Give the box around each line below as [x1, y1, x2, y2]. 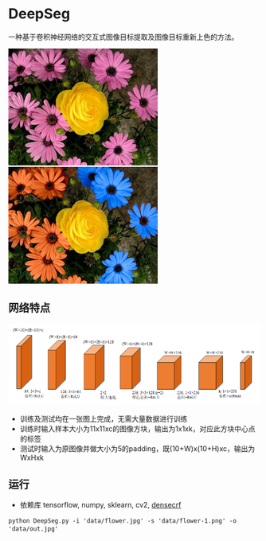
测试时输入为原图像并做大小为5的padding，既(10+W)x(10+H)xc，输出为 [19, 443, 256, 453]
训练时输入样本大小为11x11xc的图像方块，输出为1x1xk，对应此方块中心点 [19, 423, 256, 434]
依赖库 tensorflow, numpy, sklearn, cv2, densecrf [19, 500, 182, 510]
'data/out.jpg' [8, 525, 59, 533]
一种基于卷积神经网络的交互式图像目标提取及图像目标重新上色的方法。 [8, 32, 239, 41]
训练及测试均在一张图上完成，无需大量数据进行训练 [19, 414, 188, 423]
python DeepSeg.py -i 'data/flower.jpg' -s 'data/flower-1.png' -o [8, 517, 237, 525]
